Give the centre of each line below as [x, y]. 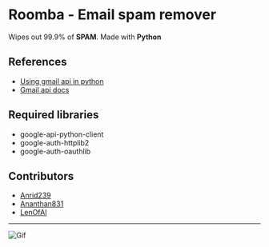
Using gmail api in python [62, 81]
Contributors [41, 176]
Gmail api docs [44, 90]
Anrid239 [35, 195]
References [38, 62]
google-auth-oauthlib [55, 151]
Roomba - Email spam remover [112, 15]
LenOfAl [33, 213]
